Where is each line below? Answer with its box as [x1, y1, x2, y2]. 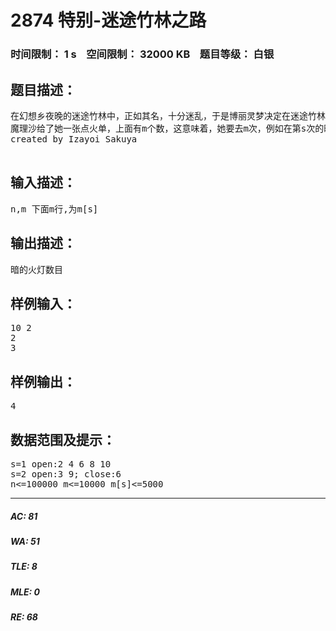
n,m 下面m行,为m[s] [10, 203, 99, 215]
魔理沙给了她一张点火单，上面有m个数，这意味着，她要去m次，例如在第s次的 [10, 122, 325, 134]
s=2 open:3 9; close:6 [10, 468, 122, 480]
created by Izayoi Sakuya [10, 133, 138, 145]
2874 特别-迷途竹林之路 [10, 9, 207, 32]
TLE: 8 [10, 561, 38, 573]
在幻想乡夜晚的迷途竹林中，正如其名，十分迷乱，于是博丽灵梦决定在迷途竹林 [10, 110, 326, 121]
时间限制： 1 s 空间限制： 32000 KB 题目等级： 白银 [10, 47, 275, 61]
